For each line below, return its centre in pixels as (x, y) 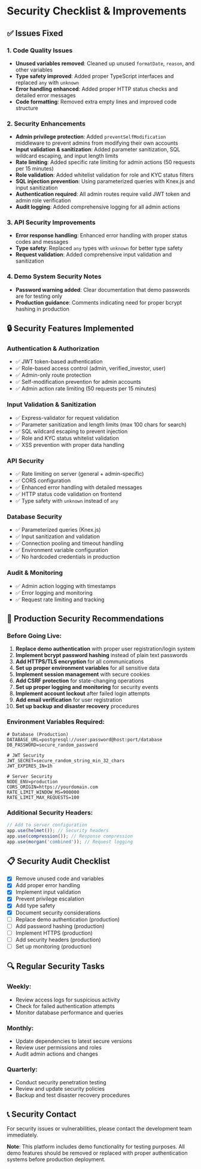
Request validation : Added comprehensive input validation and (94, 255)
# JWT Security (26, 755)
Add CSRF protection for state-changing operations (80, 681)
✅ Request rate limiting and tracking (60, 600)
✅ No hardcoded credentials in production (68, 557)
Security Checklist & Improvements (97, 11)
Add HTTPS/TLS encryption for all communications (80, 661)
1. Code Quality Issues (40, 50)
